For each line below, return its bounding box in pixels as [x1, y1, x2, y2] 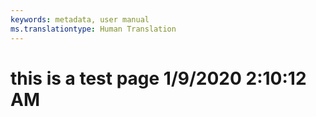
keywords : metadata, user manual [10, 14, 150, 25]
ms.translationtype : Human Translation [10, 24, 177, 34]
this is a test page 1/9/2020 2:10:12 [10, 67, 307, 90]
